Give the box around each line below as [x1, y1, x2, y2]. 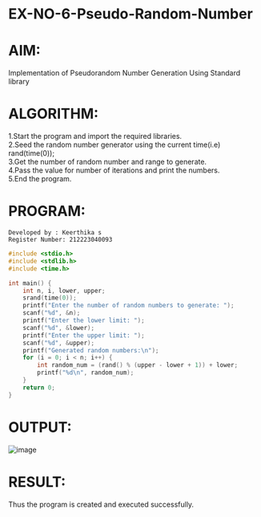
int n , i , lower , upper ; [22, 287, 106, 295]
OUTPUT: [8, 418, 72, 436]
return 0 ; [22, 383, 56, 392]
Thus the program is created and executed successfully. [8, 499, 195, 509]
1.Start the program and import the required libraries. [8, 132, 183, 141]
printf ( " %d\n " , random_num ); [37, 368, 135, 377]
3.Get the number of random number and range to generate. [8, 157, 207, 167]
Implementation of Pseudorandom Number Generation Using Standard [8, 68, 241, 78]
